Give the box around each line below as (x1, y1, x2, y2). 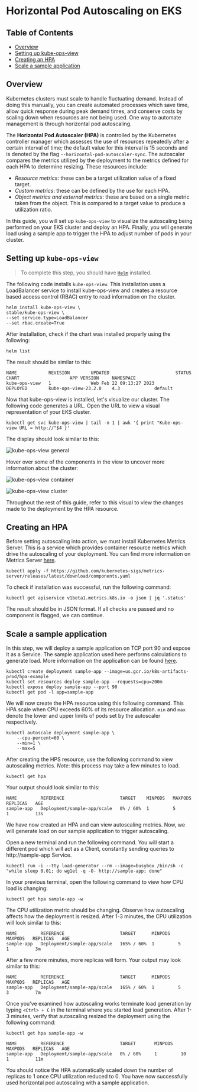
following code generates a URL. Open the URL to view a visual (6, 402, 160, 409)
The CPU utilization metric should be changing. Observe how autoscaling (6, 906, 184, 914)
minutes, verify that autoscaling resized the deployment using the (11, 1013, 170, 1020)
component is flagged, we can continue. (6, 612, 105, 619)
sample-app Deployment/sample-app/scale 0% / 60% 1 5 (6, 806, 176, 812)
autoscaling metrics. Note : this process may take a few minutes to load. (6, 762, 180, 769)
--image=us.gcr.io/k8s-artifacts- (103, 669, 189, 675)
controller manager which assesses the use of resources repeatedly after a (6, 138, 189, 145)
